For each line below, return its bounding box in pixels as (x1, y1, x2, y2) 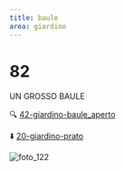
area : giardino (9, 22, 67, 31)
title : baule (9, 13, 59, 23)
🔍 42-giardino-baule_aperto (9, 109, 116, 120)
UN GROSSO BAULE (9, 91, 85, 102)
